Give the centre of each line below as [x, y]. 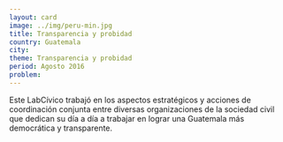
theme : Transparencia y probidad [71, 58]
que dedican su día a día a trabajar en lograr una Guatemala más [127, 118]
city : [19, 50]
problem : [25, 75]
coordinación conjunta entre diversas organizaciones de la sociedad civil [142, 109]
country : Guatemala [45, 42]
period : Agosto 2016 [47, 67]
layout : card [33, 17]
